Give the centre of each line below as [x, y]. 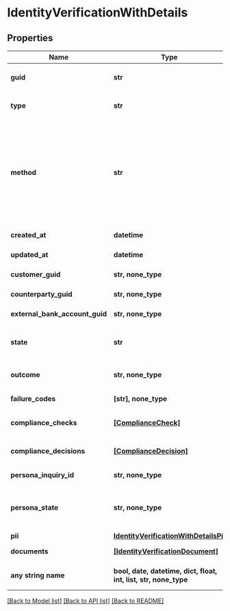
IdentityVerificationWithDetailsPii [169, 536]
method [23, 172]
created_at [28, 235]
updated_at [29, 255]
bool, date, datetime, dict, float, [165, 571]
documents [30, 551]
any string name [38, 575]
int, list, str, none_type [151, 579]
